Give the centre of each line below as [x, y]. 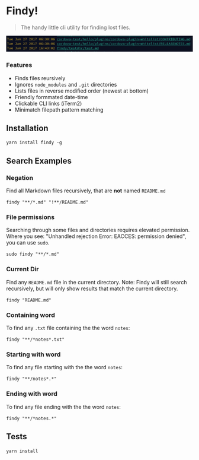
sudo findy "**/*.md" [33, 254]
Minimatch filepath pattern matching [59, 110]
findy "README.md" [29, 300]
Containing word [31, 315]
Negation [20, 177]
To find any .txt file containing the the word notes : [68, 328]
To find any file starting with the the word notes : [65, 367]
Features [19, 65]
